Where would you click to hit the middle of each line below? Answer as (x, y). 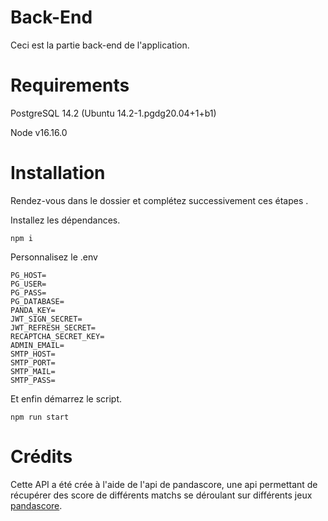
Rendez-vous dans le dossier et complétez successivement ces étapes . (159, 200)
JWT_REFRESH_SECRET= (53, 327)
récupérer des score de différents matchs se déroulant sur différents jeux (161, 495)
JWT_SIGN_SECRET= (46, 319)
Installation (58, 173)
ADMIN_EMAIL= (37, 345)
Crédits (41, 457)
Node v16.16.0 (39, 132)
